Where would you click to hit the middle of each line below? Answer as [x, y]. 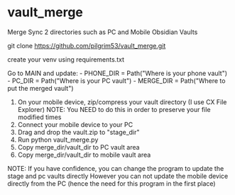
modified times [39, 117]
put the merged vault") [40, 88]
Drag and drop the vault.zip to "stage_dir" [78, 132]
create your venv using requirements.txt [66, 59]
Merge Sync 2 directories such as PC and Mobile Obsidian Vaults [103, 32]
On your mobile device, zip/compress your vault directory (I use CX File [122, 102]
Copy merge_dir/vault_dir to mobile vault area [84, 155]
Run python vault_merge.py [58, 140]
